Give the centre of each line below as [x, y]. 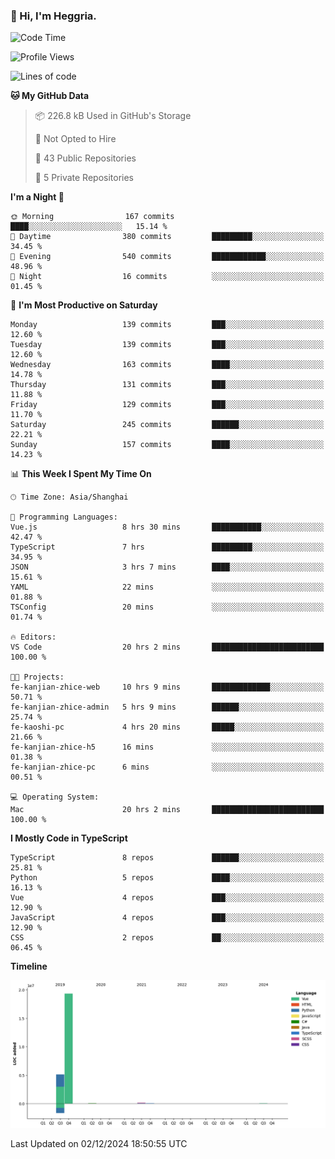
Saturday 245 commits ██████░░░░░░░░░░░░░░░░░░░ [167, 425]
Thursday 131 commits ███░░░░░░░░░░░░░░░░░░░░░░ [167, 385]
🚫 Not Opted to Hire [75, 139]
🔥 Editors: [33, 637]
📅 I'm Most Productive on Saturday [84, 305]
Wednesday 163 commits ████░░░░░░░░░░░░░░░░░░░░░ [167, 365]
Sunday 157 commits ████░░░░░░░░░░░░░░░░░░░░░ [167, 445]
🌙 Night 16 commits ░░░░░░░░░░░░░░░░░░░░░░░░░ [167, 277]
